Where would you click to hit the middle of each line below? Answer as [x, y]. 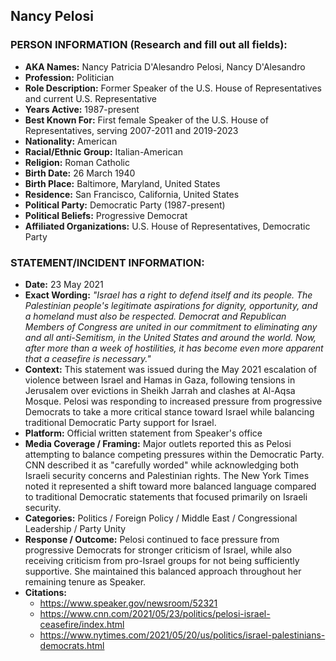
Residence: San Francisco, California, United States [132, 194]
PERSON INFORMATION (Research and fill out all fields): [149, 45]
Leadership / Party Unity [75, 528]
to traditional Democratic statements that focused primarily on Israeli [166, 496]
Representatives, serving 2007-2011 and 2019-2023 [131, 130]
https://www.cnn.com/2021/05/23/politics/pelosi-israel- [155, 613]
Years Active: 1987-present [82, 109]
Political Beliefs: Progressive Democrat [106, 215]
